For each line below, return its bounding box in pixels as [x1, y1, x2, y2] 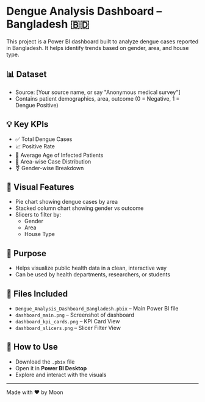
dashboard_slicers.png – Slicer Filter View [15, 325, 121, 331]
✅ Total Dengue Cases [15, 135, 73, 143]
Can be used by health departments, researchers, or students [15, 271, 171, 278]
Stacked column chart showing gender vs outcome [15, 204, 144, 212]
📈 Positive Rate [15, 142, 55, 150]
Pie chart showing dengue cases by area [15, 198, 118, 206]
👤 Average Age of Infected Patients [15, 151, 104, 159]
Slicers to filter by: [15, 211, 62, 218]
